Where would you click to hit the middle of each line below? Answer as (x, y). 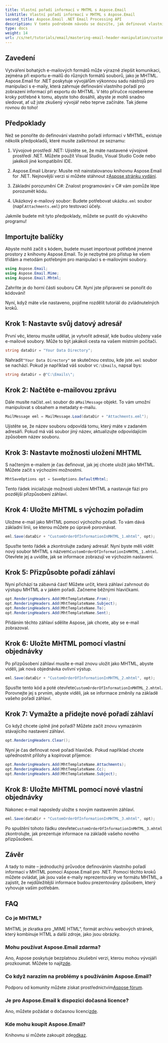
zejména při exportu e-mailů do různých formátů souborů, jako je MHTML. (82, 75)
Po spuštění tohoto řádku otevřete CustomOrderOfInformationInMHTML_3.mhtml (84, 828)
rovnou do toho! (22, 107)
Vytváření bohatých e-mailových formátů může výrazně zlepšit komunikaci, (83, 70)
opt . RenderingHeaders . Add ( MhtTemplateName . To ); (56, 608)
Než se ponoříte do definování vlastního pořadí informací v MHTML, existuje (83, 135)
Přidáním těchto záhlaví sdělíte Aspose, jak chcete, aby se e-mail (72, 622)
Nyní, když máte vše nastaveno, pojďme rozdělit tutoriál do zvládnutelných (82, 302)
